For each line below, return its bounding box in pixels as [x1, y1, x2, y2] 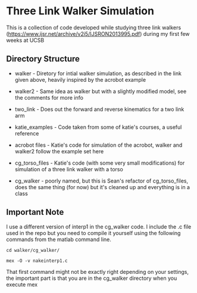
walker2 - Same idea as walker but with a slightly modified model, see [14, 88, 187, 95]
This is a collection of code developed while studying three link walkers [6, 24, 182, 31]
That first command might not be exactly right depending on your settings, [6, 268, 189, 275]
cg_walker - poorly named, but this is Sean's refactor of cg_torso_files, [14, 177, 189, 184]
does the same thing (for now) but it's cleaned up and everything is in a [14, 183, 190, 190]
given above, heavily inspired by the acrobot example [14, 76, 146, 83]
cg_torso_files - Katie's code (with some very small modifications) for [14, 159, 185, 166]
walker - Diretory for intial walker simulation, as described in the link [14, 70, 182, 77]
